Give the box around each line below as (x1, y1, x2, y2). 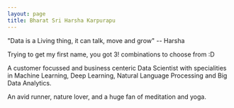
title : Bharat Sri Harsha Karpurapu (7, 17, 116, 24)
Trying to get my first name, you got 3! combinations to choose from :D (7, 50, 215, 59)
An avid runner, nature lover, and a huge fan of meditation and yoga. (7, 92, 207, 101)
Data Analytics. (7, 78, 52, 87)
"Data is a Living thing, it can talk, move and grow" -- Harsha (7, 36, 185, 44)
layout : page (7, 10, 46, 18)
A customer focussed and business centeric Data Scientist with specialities (7, 64, 227, 72)
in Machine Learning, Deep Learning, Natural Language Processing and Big (7, 71, 228, 80)
